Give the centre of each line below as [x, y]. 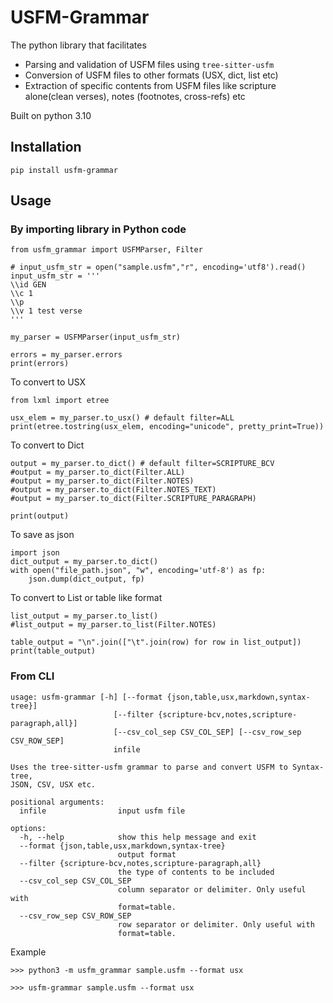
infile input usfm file [102, 811]
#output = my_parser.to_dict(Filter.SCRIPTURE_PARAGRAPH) [133, 499]
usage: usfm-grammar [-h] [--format [86, 697]
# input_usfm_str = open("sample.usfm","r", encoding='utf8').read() [158, 267]
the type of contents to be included [196, 872]
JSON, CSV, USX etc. [53, 784]
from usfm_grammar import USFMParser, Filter [106, 250]
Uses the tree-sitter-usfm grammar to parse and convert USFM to [149, 767]
